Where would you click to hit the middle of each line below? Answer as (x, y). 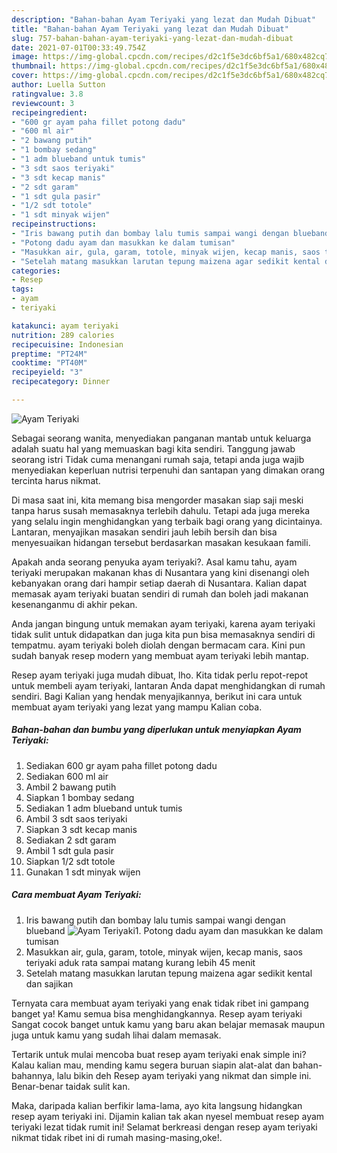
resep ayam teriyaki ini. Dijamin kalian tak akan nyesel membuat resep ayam (168, 1116)
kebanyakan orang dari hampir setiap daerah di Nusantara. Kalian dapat (159, 583)
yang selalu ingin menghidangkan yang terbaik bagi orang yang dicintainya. (167, 521)
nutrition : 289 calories (63, 335)
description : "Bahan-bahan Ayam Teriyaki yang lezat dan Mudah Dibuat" (163, 19)
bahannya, (33, 1075)
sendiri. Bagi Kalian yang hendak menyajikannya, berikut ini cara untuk (157, 696)
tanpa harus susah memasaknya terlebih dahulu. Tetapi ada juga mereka (161, 510)
